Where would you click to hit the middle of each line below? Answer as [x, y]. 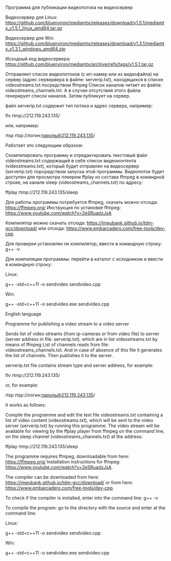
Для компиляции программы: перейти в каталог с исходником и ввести [84, 259]
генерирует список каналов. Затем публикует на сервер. [68, 96]
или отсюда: [52, 228]
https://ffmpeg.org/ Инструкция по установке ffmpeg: [63, 207]
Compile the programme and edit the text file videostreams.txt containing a [84, 415]
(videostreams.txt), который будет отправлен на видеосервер [72, 166]
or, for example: [22, 385]
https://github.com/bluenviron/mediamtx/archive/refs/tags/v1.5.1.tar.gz [79, 64]
